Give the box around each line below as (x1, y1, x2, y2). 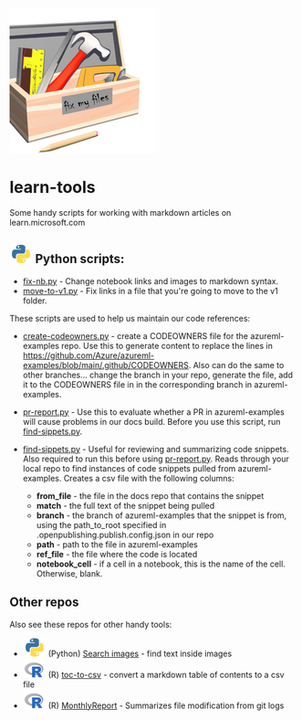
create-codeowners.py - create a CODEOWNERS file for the (22, 330, 249, 341)
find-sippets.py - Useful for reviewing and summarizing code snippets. (22, 443, 289, 454)
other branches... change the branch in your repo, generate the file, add (22, 369, 294, 380)
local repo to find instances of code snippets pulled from (22, 462, 236, 473)
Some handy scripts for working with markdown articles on (9, 206, 232, 217)
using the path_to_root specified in (36, 519, 167, 530)
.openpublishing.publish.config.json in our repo (36, 529, 214, 540)
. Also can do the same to (188, 359, 285, 370)
